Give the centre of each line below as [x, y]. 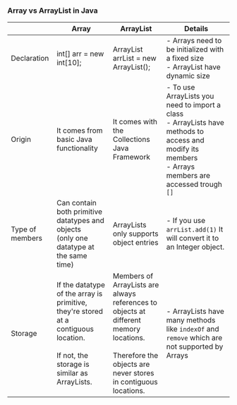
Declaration [30, 59]
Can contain [76, 203]
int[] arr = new [80, 54]
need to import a [193, 105]
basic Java [74, 140]
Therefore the [135, 356]
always [124, 294]
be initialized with [195, 49]
